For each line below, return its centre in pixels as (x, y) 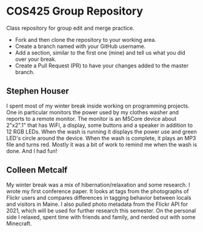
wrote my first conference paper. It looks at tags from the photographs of (98, 191)
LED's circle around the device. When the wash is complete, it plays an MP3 (101, 138)
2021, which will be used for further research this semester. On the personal (101, 210)
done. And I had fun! (32, 151)
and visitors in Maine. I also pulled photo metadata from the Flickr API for (97, 204)
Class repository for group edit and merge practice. (70, 28)
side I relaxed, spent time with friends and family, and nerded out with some (101, 217)
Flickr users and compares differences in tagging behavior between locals (99, 197)
